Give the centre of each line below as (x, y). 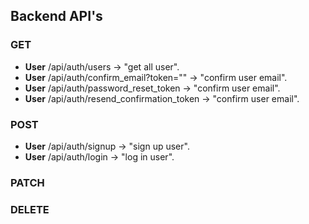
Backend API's (56, 16)
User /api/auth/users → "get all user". (102, 66)
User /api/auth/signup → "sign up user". (107, 146)
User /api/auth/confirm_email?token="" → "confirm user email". (156, 77)
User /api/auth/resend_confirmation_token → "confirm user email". (162, 98)
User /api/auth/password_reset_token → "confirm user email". (152, 88)
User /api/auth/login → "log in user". (99, 156)
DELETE (30, 209)
